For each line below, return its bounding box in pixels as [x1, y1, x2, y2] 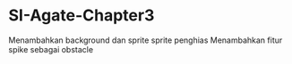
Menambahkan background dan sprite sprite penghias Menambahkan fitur [8, 35, 283, 45]
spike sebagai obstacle [8, 44, 94, 54]
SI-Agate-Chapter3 [8, 5, 155, 26]
